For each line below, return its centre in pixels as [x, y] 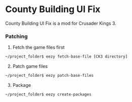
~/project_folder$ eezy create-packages [49, 94]
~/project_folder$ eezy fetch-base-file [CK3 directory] [67, 57]
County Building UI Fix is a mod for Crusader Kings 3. [61, 23]
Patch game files [30, 66]
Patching [16, 36]
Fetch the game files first [38, 47]
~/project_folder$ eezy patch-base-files [50, 76]
